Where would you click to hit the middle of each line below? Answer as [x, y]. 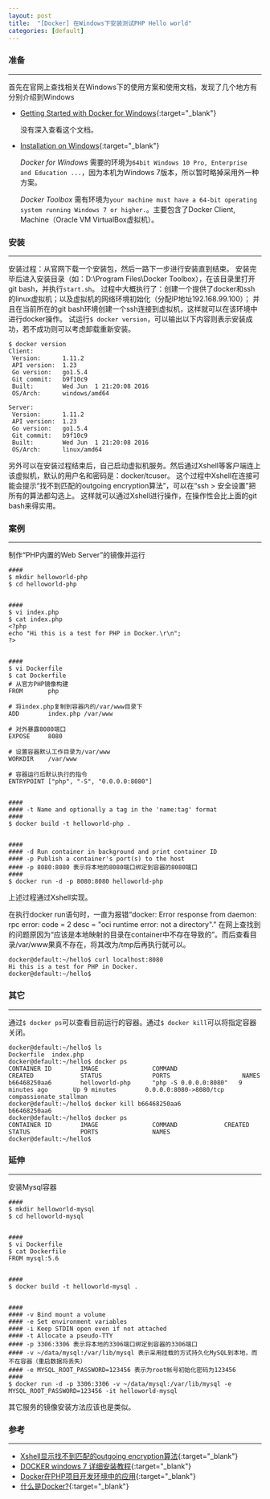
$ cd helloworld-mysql [46, 1216]
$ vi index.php [34, 613]
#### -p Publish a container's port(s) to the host [96, 859]
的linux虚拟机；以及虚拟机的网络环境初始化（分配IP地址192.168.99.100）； [130, 299]
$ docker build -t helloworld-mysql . [73, 1286]
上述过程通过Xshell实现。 [50, 897]
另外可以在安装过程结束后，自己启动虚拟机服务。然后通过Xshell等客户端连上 [135, 465]
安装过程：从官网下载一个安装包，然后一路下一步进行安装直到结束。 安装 [129, 268]
